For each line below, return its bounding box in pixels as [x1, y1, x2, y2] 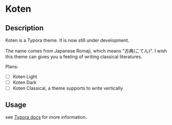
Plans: [5, 64, 18, 69]
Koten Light [12, 74, 37, 80]
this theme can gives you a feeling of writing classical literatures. [5, 53, 143, 60]
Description [5, 24, 44, 32]
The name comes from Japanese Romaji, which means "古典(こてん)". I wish [5, 48, 167, 54]
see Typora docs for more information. [5, 114, 87, 120]
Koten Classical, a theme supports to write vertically [12, 85, 123, 92]
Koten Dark [12, 79, 37, 85]
